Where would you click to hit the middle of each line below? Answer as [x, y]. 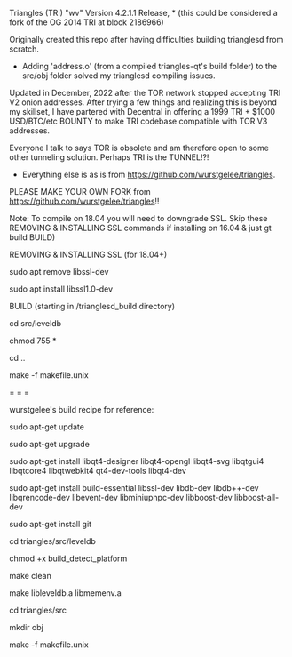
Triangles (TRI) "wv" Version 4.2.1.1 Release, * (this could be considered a [143, 13]
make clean [30, 576]
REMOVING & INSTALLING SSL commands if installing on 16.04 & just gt [141, 228]
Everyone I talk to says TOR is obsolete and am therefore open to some [139, 148]
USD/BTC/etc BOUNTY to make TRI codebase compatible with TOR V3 [138, 121]
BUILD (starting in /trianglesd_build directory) [92, 306]
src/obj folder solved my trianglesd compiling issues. [118, 76]
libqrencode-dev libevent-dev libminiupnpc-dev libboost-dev [121, 497]
